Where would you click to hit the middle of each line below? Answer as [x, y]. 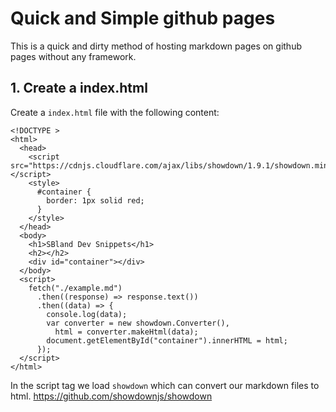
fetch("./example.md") [75, 288]
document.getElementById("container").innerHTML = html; [167, 340]
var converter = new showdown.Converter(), [138, 323]
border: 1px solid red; [95, 200]
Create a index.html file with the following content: [115, 112]
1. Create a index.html [79, 88]
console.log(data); [87, 314]
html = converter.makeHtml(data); [126, 332]
